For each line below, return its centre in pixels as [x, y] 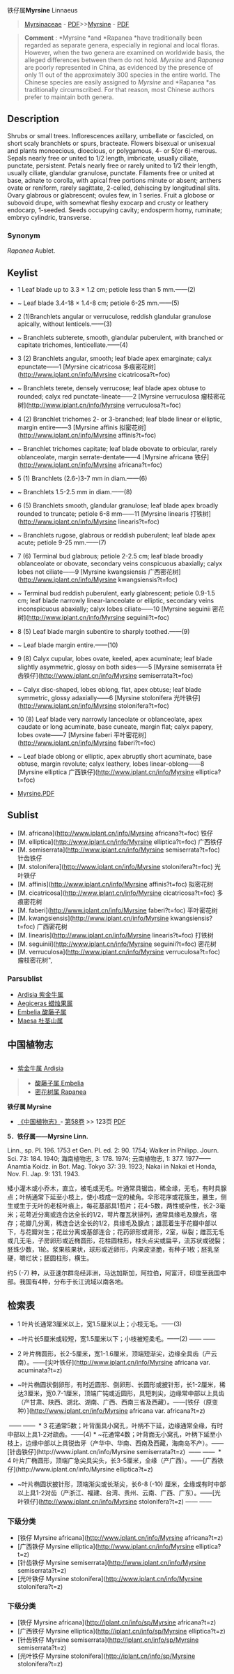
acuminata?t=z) [40, 1370]
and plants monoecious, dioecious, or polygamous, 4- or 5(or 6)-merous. [112, 150]
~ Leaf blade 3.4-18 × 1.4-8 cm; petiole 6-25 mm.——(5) [98, 303]
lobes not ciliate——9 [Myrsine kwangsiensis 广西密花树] [99, 572]
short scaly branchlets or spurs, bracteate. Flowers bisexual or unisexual [111, 143]
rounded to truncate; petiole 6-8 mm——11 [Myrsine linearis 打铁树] [114, 513]
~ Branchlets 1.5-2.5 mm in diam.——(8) [75, 491]
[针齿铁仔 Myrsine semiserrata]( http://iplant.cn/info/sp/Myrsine [108, 1640]
